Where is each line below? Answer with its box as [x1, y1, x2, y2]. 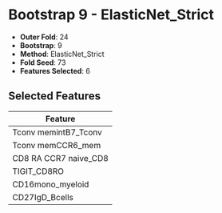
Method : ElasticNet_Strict [19, 49, 105, 58]
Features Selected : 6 [19, 66, 90, 75]
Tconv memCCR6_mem [12, 139, 101, 151]
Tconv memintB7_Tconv [12, 127, 102, 138]
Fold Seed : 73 [19, 58, 66, 67]
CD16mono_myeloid [12, 179, 89, 190]
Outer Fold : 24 [19, 32, 69, 42]
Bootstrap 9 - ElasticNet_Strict [8, 6, 214, 24]
